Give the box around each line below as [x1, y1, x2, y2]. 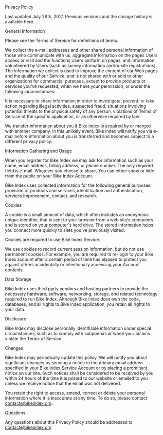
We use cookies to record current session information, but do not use [5, 246, 145, 252]
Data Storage [5, 277, 32, 282]
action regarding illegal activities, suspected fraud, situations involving [5, 103, 146, 109]
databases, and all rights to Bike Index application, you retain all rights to [5, 301, 150, 307]
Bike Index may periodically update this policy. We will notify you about [5, 355, 147, 360]
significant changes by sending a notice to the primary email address [5, 360, 144, 365]
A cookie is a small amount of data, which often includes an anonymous [5, 212, 149, 217]
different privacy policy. [5, 138, 53, 144]
